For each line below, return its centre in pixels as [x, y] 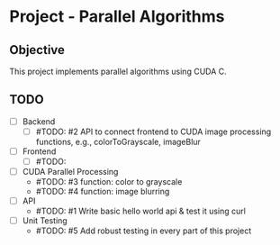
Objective [37, 50]
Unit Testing [45, 221]
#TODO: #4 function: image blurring [103, 192]
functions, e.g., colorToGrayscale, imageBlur [118, 141]
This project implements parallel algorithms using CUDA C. [118, 71]
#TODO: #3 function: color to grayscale [109, 182]
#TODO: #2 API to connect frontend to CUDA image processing [154, 132]
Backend [39, 121]
